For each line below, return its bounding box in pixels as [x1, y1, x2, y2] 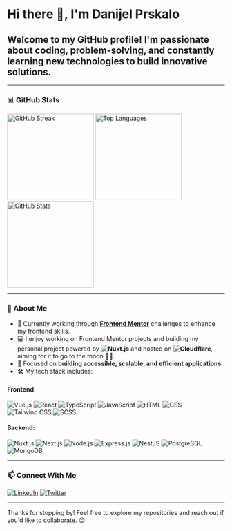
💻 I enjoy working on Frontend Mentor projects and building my [17, 334, 199, 342]
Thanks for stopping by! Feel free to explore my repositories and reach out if [7, 509, 224, 517]
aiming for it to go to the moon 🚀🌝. [17, 351, 115, 360]
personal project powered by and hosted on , [17, 345, 213, 353]
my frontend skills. [17, 327, 70, 335]
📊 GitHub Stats [7, 95, 60, 104]
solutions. [7, 66, 52, 78]
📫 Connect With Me [7, 470, 77, 480]
